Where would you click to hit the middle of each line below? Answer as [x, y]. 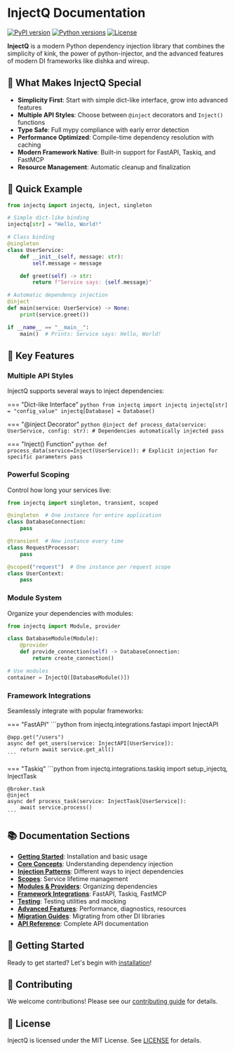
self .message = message [67, 263]
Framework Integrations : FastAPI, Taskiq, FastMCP [92, 894]
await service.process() [56, 808]
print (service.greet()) [55, 315]
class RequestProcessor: [43, 548]
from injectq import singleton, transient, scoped [83, 503]
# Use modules [28, 671]
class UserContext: [36, 574]
